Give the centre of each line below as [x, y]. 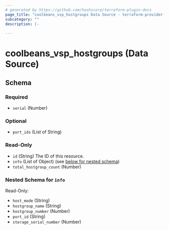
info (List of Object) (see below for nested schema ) [66, 161]
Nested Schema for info [35, 180]
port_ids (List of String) [37, 132]
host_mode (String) [31, 200]
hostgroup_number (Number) [41, 211]
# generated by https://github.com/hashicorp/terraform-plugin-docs [78, 10]
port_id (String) [29, 216]
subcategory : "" [22, 19]
